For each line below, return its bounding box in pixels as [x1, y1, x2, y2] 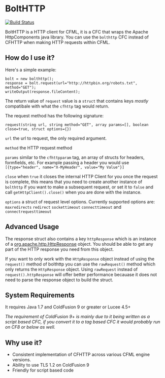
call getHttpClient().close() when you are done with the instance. [5, 189, 142, 195]
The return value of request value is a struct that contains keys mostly [5, 98, 149, 104]
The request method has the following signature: [5, 113, 104, 118]
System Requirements [5, 291, 75, 299]
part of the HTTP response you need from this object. [5, 246, 114, 252]
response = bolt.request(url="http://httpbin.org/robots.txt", [5, 80, 138, 85]
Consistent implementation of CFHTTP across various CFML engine [12, 351, 150, 358]
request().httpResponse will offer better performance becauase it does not [5, 271, 157, 277]
